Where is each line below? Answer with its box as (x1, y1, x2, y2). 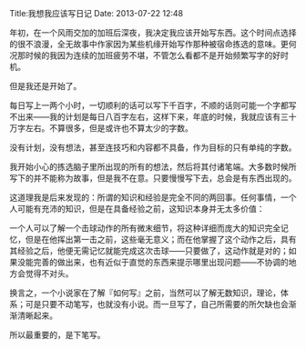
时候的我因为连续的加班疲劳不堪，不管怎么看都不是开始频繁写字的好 (25, 50, 280, 61)
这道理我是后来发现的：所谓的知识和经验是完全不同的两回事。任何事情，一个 (9, 192, 297, 203)
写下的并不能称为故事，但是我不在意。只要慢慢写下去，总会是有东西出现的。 (9, 173, 297, 184)
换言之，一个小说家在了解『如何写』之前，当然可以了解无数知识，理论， (9, 287, 280, 298)
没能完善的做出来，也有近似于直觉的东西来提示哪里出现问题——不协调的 (16, 257, 289, 267)
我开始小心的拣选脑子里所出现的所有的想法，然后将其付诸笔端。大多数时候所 (9, 162, 297, 172)
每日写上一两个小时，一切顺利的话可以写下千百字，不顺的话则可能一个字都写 (9, 100, 297, 111)
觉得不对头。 (25, 268, 74, 279)
